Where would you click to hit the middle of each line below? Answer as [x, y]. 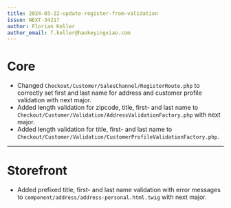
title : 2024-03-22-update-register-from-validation [82, 13]
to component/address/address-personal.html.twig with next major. [112, 197]
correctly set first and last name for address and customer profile [110, 93]
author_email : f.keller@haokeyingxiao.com [69, 33]
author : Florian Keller [41, 26]
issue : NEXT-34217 [33, 20]
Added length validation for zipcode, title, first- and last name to [108, 108]
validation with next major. [54, 100]
